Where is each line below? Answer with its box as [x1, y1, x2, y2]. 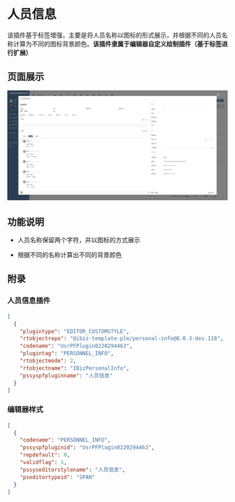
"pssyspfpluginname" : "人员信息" [20, 372, 113, 379]
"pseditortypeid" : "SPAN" [20, 473, 96, 480]
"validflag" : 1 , [20, 459, 68, 466]
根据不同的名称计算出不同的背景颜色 [17, 251, 122, 259]
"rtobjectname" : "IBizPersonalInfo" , [20, 365, 130, 372]
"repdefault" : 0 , [20, 452, 71, 459]
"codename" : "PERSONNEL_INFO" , [20, 437, 111, 444]
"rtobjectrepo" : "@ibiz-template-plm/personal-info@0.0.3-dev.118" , [20, 335, 224, 342]
